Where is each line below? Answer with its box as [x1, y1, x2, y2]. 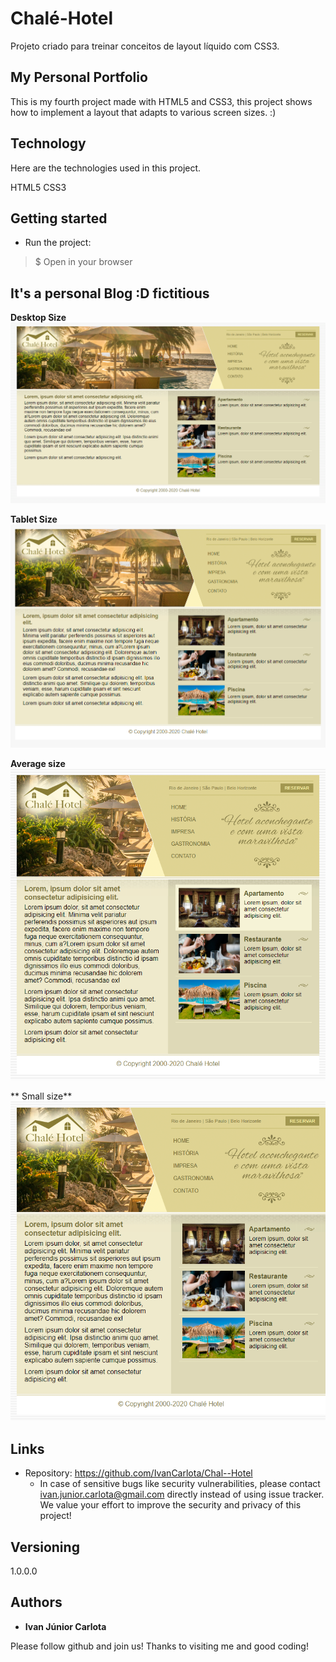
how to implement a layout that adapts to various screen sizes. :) [10, 106, 277, 118]
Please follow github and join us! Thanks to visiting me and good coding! [10, 1640, 309, 1652]
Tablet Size [10, 513, 58, 526]
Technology [10, 135, 87, 152]
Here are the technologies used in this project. [10, 162, 202, 174]
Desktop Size [10, 312, 67, 324]
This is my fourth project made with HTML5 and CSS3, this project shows [10, 95, 313, 107]
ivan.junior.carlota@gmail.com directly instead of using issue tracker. [39, 1488, 325, 1501]
